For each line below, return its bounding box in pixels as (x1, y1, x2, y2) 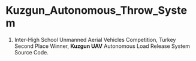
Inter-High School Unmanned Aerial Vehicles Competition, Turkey (14, 36, 176, 43)
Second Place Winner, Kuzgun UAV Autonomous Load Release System (14, 42, 190, 50)
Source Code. (14, 48, 49, 56)
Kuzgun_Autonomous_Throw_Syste (5, 4, 187, 17)
